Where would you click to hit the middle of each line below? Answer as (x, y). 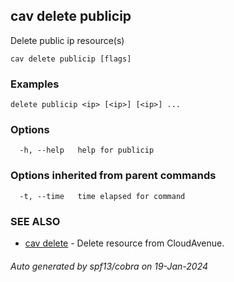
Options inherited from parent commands (113, 176)
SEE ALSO (35, 221)
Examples (35, 84)
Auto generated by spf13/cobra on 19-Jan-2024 (109, 266)
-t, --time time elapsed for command (102, 196)
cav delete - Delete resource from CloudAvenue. (124, 243)
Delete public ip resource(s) (67, 40)
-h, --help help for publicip (87, 150)
